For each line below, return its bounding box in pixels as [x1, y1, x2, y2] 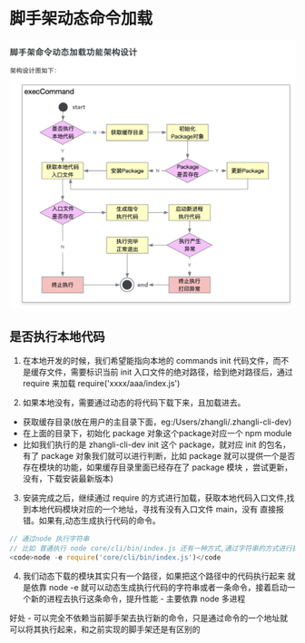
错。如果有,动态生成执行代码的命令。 [22, 514, 161, 526]
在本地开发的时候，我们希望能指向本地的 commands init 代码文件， [22, 355, 274, 365]
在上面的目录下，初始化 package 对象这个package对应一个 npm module [22, 427, 292, 438]
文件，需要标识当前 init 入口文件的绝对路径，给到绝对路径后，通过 [46, 366, 293, 377]
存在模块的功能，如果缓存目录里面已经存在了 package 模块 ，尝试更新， [22, 462, 293, 473]
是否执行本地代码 [9, 329, 105, 345]
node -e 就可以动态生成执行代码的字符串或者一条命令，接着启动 [48, 582, 288, 593]
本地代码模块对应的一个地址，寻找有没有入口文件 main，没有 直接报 [30, 503, 284, 514]
